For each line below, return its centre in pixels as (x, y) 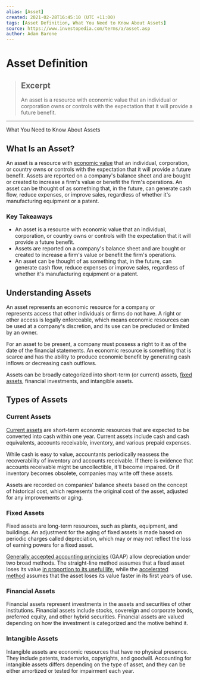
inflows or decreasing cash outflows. (51, 363)
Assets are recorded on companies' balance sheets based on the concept (97, 485)
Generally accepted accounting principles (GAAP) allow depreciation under (98, 557)
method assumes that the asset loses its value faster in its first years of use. (99, 576)
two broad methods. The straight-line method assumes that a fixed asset (95, 563)
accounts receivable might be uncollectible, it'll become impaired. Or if (93, 467)
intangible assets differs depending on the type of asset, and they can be (96, 664)
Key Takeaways (29, 216)
